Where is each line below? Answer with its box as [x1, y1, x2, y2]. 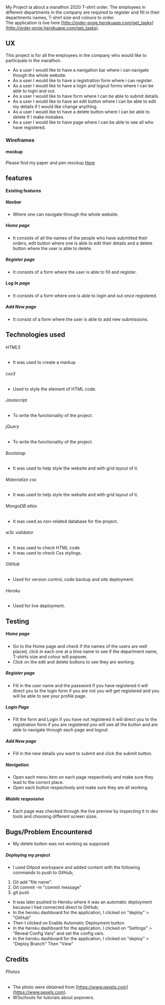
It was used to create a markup [12, 360, 76, 365]
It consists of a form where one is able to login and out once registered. [12, 292, 158, 299]
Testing [5, 617, 29, 625]
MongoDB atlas [5, 503, 37, 509]
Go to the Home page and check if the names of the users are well [12, 643, 147, 649]
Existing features [5, 188, 41, 194]
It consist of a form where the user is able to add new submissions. [12, 316, 149, 322]
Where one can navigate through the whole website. [12, 211, 119, 217]
